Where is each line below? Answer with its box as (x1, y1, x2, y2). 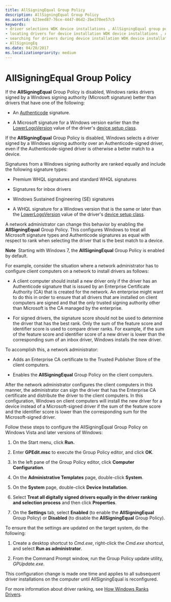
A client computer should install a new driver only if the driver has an (12, 278, 157, 284)
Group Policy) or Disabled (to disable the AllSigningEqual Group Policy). (12, 515, 165, 521)
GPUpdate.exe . (12, 561, 45, 567)
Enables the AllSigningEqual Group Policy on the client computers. (12, 372, 154, 378)
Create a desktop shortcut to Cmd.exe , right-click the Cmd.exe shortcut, (12, 540, 164, 546)
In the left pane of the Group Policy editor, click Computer (12, 459, 135, 465)
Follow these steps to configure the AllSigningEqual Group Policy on (5, 424, 148, 430)
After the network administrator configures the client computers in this (5, 382, 153, 388)
